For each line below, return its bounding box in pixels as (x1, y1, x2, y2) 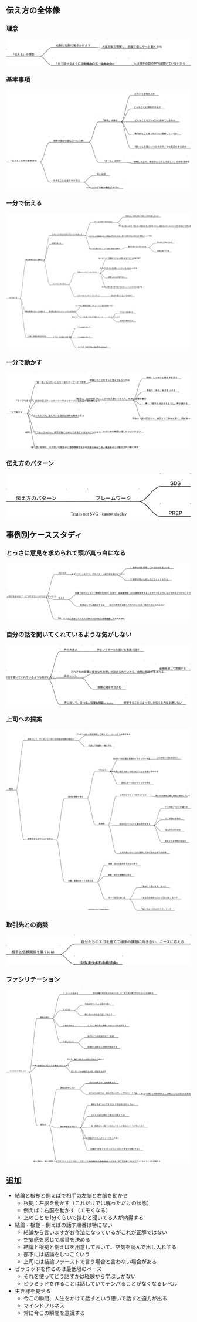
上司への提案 (6, 715, 43, 723)
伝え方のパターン (6, 459, 55, 467)
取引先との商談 (6, 921, 49, 929)
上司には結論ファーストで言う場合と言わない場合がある (23, 1258, 157, 1265)
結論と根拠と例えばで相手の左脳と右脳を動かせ (14, 1192, 128, 1199)
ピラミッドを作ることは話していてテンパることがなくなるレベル (23, 1280, 178, 1287)
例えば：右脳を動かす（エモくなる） (23, 1207, 111, 1214)
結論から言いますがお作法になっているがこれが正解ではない (23, 1229, 167, 1236)
